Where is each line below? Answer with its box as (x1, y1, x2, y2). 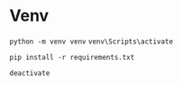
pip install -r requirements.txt (9, 52, 135, 61)
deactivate (9, 69, 50, 78)
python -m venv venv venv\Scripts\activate (9, 37, 174, 46)
